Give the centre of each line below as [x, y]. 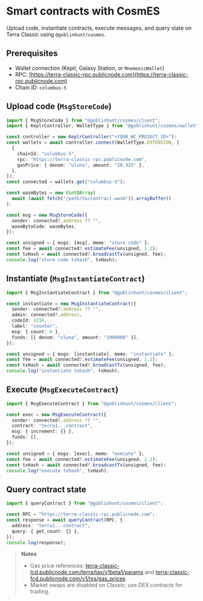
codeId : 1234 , [29, 320]
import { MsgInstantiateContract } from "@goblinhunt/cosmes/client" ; [97, 293]
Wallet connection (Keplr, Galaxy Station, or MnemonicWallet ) [90, 68]
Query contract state [46, 489]
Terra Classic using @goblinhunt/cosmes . [56, 34]
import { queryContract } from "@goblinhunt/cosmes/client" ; [85, 503]
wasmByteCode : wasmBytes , [44, 226]
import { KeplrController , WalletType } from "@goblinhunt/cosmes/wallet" [102, 126]
